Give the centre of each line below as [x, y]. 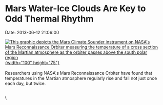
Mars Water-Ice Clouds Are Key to [76, 9]
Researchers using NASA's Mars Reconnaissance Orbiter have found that [79, 73]
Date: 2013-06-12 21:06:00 [32, 32]
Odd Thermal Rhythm [49, 19]
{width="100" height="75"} [32, 63]
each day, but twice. [26, 83]
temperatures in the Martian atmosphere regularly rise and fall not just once [81, 78]
